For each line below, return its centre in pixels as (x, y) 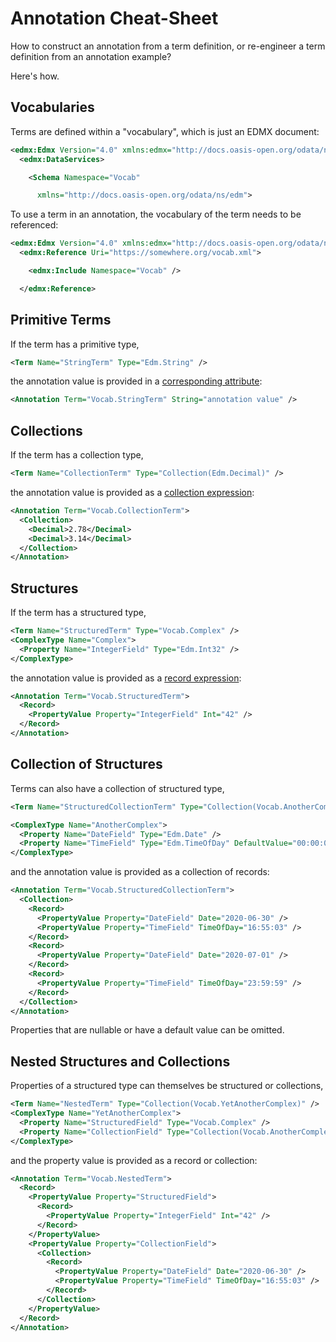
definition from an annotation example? (91, 56)
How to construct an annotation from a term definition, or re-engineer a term (168, 46)
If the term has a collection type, (77, 455)
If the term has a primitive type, (75, 344)
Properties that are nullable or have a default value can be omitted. (147, 1030)
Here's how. (35, 76)
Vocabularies (52, 107)
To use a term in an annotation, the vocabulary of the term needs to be (156, 214)
